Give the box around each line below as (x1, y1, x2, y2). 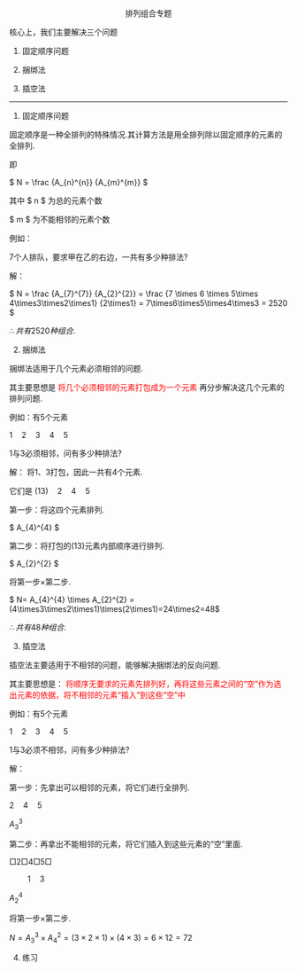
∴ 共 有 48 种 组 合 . (9, 623, 66, 632)
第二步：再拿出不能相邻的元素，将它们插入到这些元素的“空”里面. (9, 839, 243, 850)
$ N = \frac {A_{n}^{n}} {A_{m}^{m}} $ (9, 177, 148, 187)
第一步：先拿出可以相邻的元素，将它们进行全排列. (9, 782, 190, 793)
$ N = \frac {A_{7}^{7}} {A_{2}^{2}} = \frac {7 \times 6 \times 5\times (9, 288, 259, 299)
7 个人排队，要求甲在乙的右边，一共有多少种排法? (9, 252, 188, 262)
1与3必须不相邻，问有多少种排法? (9, 745, 130, 755)
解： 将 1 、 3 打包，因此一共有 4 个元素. (9, 467, 143, 477)
